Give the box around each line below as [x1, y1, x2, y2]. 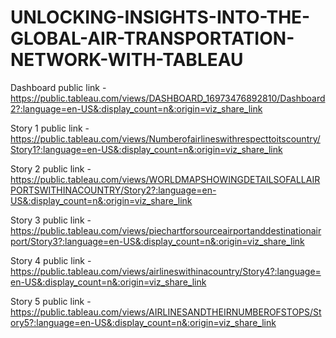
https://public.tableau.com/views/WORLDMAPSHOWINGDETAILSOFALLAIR [10, 173, 321, 185]
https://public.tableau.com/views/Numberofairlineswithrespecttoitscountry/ [10, 132, 321, 145]
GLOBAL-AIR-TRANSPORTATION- [10, 27, 295, 50]
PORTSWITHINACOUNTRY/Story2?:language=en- [10, 184, 217, 196]
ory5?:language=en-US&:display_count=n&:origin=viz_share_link [10, 316, 277, 328]
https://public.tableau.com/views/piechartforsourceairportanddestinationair [10, 224, 322, 236]
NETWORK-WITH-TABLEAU [10, 49, 244, 71]
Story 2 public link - [10, 162, 92, 175]
